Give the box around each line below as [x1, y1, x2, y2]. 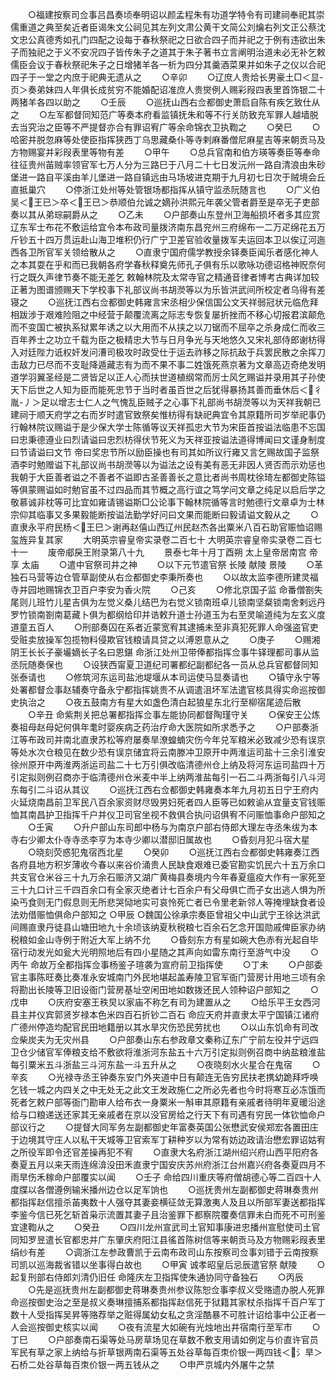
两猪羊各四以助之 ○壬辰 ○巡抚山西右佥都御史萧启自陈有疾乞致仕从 [10, 96, 321, 108]
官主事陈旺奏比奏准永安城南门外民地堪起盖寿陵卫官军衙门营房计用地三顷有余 [10, 971, 326, 983]
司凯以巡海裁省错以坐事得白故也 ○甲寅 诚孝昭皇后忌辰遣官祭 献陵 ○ [10, 1259, 326, 1270]
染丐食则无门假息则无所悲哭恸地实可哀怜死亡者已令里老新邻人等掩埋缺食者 [10, 896, 317, 908]
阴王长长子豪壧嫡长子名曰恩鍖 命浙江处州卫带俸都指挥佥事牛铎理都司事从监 [10, 646, 320, 658]
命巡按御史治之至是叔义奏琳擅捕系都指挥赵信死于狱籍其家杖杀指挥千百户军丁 [10, 1296, 326, 1308]
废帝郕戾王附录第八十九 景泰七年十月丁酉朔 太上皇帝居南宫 [47, 546, 307, 558]
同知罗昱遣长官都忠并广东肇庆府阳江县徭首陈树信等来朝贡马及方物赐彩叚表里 [10, 1234, 326, 1245]
